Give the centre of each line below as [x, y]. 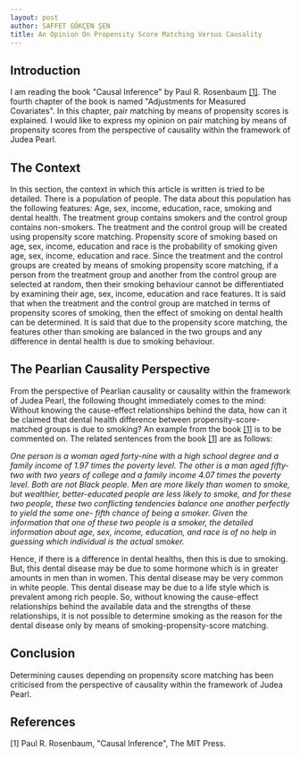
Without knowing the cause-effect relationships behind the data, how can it [149, 410]
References [43, 723]
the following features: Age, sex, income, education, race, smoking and [141, 208]
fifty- [280, 465]
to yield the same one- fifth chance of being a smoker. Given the [129, 513]
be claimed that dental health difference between [100, 419]
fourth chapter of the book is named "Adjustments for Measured [128, 102]
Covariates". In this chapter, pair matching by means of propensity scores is [150, 111]
